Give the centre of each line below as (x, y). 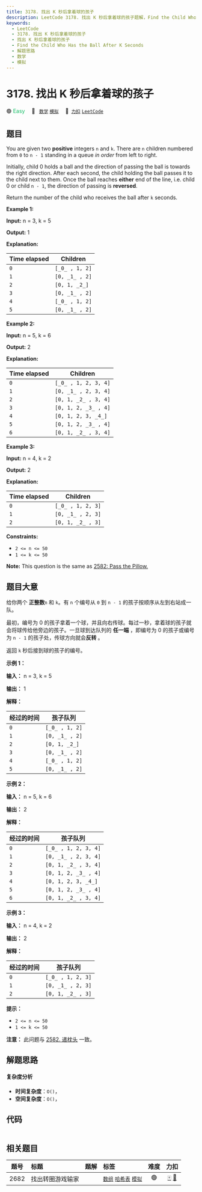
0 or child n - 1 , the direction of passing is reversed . (72, 186)
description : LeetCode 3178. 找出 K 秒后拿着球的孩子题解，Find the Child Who (101, 17)
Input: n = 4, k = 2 (29, 458)
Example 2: (20, 324)
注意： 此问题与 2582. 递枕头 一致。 (50, 1040)
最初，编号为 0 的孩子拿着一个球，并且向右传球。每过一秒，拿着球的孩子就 (99, 622)
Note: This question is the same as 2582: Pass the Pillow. (77, 567)
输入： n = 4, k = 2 (29, 926)
